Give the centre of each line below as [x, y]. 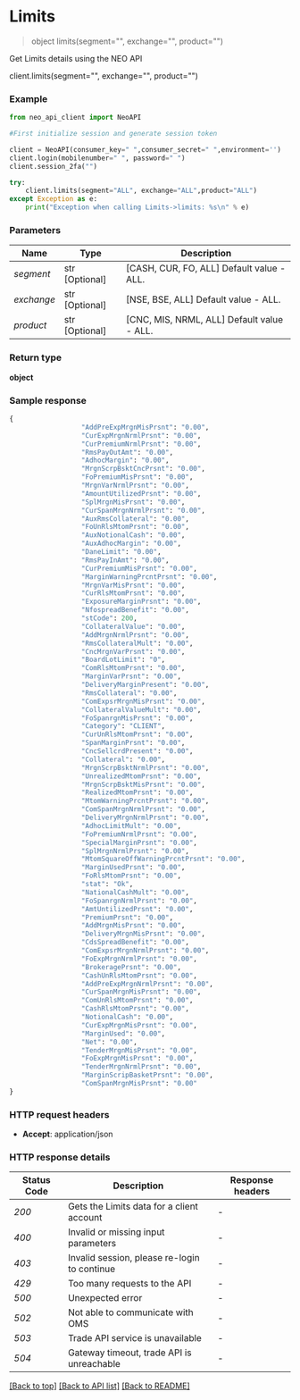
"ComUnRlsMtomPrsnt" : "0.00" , [137, 1001]
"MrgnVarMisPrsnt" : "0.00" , [133, 585]
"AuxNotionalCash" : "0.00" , [133, 535]
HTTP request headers [59, 1114]
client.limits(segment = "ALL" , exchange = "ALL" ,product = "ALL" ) [141, 191]
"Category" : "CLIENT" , [123, 726]
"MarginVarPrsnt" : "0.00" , [131, 676]
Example [29, 98]
